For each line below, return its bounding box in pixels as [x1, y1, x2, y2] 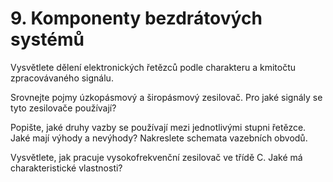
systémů [10, 28, 85, 51]
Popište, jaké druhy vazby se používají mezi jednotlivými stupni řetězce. [10, 121, 307, 133]
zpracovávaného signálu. [10, 72, 114, 84]
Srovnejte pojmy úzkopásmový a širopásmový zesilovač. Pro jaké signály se [10, 91, 323, 103]
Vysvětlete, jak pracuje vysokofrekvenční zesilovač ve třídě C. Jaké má [10, 151, 303, 163]
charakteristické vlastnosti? [10, 162, 123, 174]
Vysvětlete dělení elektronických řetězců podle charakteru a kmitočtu [10, 61, 297, 73]
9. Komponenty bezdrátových [10, 7, 263, 30]
